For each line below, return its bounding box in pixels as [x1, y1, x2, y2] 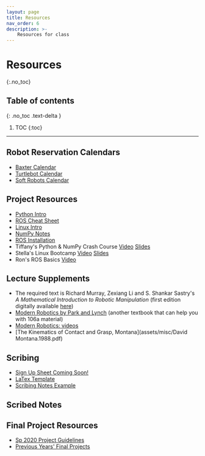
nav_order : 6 [6, 20, 40, 26]
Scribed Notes [6, 399, 62, 410]
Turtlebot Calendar [15, 170, 63, 177]
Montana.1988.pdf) [15, 335, 63, 342]
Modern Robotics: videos [15, 322, 79, 330]
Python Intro [15, 210, 47, 217]
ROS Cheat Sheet [15, 217, 59, 224]
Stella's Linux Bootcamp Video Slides [15, 249, 109, 256]
